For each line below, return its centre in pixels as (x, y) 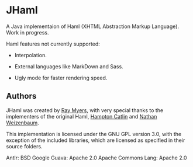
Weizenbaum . (23, 123)
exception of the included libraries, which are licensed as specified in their (96, 140)
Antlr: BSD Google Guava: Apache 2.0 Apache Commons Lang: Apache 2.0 (96, 158)
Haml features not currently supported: (53, 44)
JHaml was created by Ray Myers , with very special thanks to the (85, 110)
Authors (21, 96)
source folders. (24, 146)
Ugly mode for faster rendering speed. (61, 78)
